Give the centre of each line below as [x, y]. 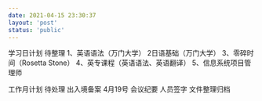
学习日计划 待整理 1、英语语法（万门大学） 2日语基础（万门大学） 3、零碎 [127, 53]
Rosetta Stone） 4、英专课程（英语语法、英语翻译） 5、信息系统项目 [133, 63]
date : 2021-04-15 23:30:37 [52, 15]
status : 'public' [36, 30]
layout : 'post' [33, 23]
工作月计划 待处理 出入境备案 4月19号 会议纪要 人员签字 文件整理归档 [120, 89]
